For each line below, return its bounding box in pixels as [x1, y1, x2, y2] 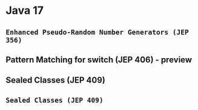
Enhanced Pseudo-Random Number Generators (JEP [5, 28, 189, 36]
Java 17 [5, 4, 44, 18]
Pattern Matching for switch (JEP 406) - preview [5, 54, 192, 65]
